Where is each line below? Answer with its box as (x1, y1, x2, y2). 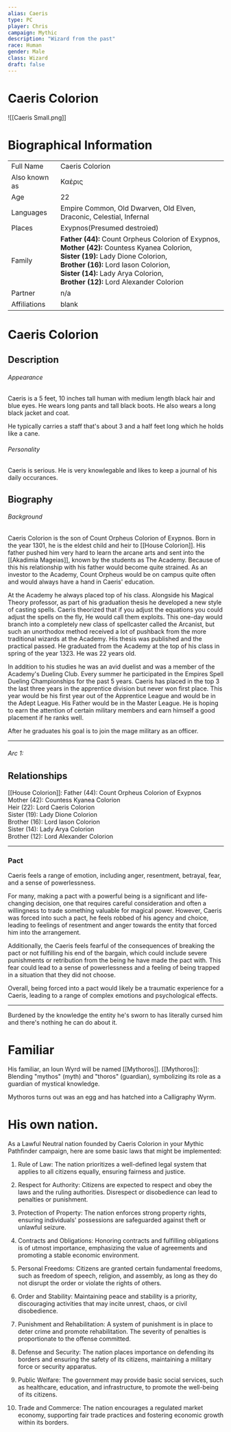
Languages (11, 207, 47, 217)
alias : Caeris (8, 10, 49, 17)
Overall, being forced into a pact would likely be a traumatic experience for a (8, 984, 224, 992)
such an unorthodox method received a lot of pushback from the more (8, 628, 207, 636)
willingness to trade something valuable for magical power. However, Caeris (8, 907, 222, 914)
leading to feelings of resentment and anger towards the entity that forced (8, 921, 217, 929)
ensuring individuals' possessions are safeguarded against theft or (17, 1215, 206, 1224)
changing (8, 899, 35, 907)
